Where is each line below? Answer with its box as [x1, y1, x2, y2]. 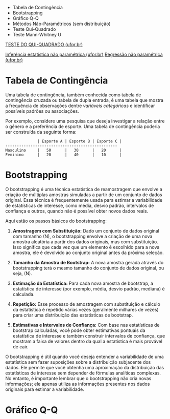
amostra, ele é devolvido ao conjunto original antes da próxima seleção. [12, 249, 164, 256]
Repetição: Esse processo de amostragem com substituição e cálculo [12, 301, 161, 307]
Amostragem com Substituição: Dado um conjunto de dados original [12, 227, 160, 234]
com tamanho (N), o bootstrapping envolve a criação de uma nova [12, 233, 153, 239]
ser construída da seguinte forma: [5, 129, 77, 135]
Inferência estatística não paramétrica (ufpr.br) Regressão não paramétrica [5, 51, 163, 57]
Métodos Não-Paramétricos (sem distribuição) [12, 20, 111, 27]
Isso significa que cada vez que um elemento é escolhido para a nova [12, 244, 160, 250]
